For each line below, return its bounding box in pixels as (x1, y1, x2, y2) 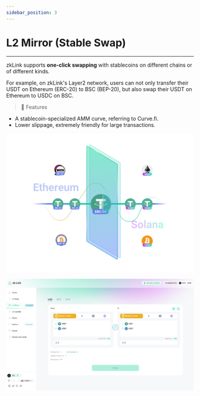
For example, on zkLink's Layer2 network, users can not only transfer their (6, 79, 189, 86)
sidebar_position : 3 (6, 10, 58, 15)
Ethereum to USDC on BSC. (6, 92, 74, 99)
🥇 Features (20, 103, 48, 110)
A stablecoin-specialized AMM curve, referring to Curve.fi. (14, 115, 159, 122)
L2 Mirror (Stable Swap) (6, 36, 126, 49)
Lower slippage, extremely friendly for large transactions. (14, 121, 156, 128)
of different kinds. (6, 67, 50, 74)
